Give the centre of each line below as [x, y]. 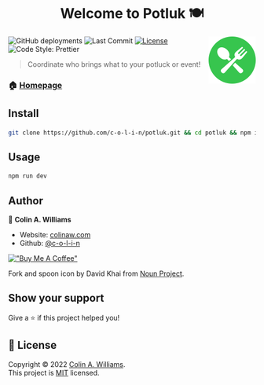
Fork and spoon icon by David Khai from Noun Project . [96, 273]
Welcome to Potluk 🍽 [132, 14]
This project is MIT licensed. [54, 372]
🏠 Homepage [35, 85]
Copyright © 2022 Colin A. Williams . [67, 364]
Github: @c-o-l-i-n [50, 244]
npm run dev [27, 176]
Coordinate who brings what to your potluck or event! [114, 64]
